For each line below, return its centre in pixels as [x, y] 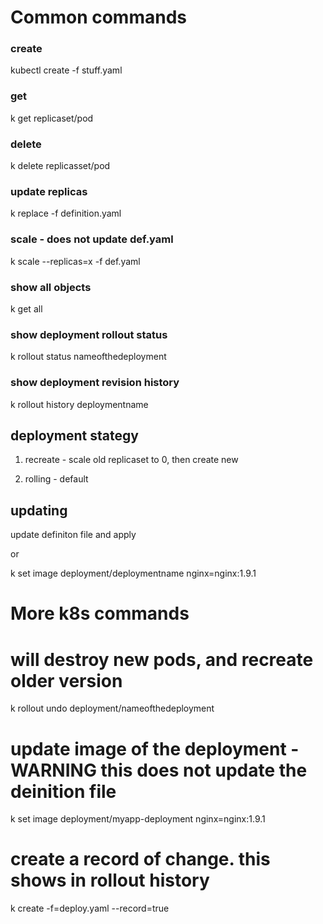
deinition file [63, 791]
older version [66, 680]
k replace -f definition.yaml [66, 213]
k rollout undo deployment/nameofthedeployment [112, 708]
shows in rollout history [110, 880]
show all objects [51, 287]
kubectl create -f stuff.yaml [66, 70]
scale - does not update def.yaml [92, 239]
